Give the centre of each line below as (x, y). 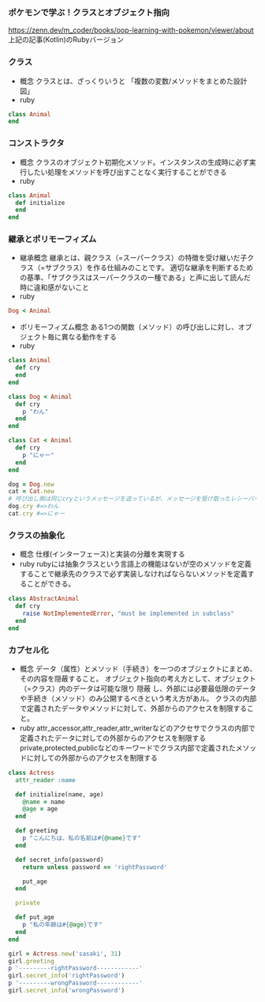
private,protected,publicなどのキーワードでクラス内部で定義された (128, 748)
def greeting (37, 831)
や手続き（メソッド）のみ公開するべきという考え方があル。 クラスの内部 (138, 698)
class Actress (32, 772)
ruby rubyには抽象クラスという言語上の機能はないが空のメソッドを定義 (135, 564)
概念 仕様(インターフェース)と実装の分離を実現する (102, 554)
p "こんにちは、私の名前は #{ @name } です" (82, 838)
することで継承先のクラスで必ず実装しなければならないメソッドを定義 (134, 574)
